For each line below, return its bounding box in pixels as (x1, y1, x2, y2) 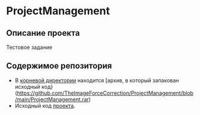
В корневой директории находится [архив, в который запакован (14, 76, 179, 84)
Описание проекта (6, 28, 80, 38)
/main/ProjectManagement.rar (14, 95, 90, 102)
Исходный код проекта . (14, 102, 76, 109)
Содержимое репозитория (6, 61, 112, 71)
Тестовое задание (6, 43, 53, 51)
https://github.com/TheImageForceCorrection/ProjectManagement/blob (17, 89, 194, 97)
